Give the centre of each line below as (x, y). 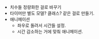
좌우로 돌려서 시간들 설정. (42, 25)
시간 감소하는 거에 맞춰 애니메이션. (50, 31)
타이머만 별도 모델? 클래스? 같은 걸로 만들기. (52, 13)
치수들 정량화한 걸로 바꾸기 (35, 7)
